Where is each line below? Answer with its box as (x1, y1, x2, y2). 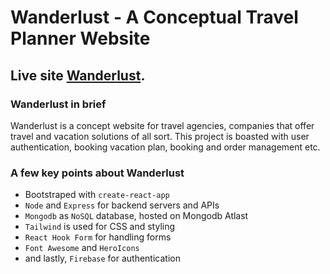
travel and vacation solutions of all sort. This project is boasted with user (10, 130, 310, 142)
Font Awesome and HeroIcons (24, 242, 140, 254)
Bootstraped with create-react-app (24, 189, 170, 201)
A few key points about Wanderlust (10, 166, 185, 180)
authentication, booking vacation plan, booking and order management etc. (10, 141, 321, 153)
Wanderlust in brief (10, 97, 107, 111)
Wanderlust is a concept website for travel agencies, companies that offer (10, 119, 315, 131)
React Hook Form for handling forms (24, 231, 172, 243)
